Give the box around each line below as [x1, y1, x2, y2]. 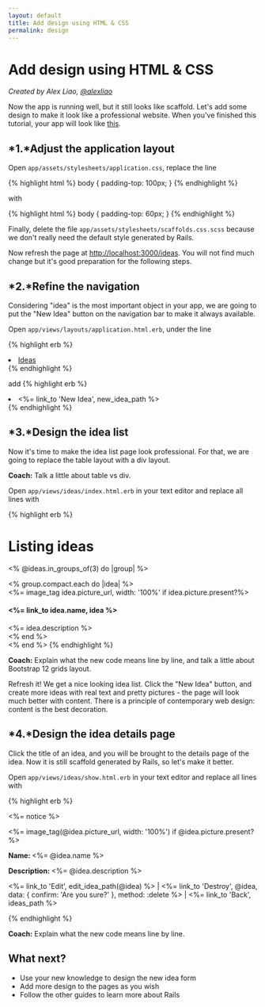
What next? [8, 952, 66, 966]
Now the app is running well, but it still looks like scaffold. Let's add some [8, 102, 248, 112]
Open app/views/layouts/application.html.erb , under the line [8, 324, 212, 334]
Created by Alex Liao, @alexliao [8, 86, 113, 96]
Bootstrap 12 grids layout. [8, 664, 92, 673]
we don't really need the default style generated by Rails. [8, 233, 195, 243]
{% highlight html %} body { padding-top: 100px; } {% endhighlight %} [8, 178, 238, 188]
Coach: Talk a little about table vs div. [8, 470, 131, 480]
